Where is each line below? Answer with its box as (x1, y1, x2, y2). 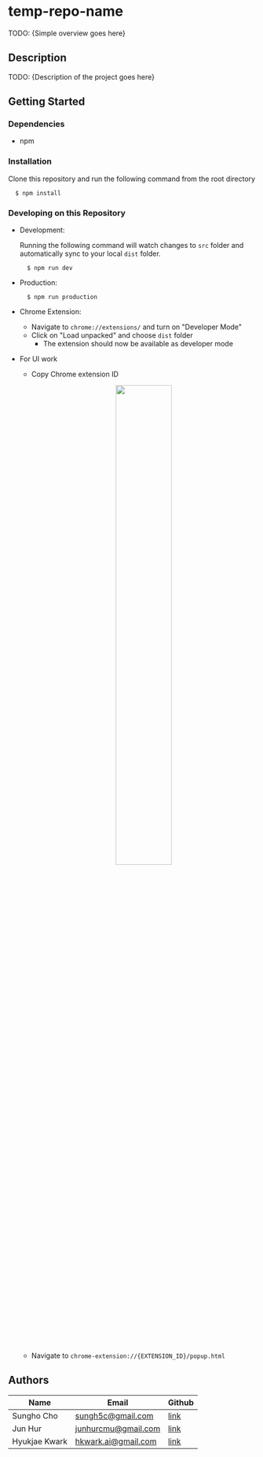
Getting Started (8, 95, 86, 109)
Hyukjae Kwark (12, 1436, 68, 1447)
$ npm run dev (27, 264, 73, 272)
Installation (8, 156, 53, 167)
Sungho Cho (12, 1410, 59, 1421)
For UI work (19, 354, 57, 364)
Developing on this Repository (8, 207, 126, 218)
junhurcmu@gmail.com (75, 1423, 161, 1434)
